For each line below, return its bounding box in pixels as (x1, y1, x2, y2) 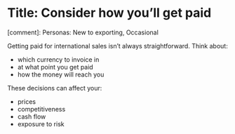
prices (17, 97, 36, 106)
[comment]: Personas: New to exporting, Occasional (7, 28, 159, 36)
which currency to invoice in (17, 55, 100, 64)
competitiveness (17, 105, 66, 113)
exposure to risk (17, 119, 65, 128)
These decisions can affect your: (7, 83, 102, 92)
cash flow (17, 112, 46, 121)
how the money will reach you (17, 70, 105, 79)
